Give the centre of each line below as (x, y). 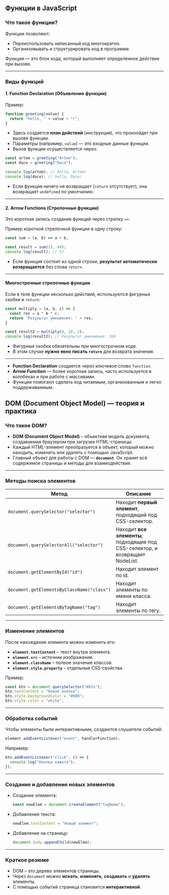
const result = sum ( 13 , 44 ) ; (36, 247)
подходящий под (136, 515)
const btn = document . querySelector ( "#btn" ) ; (54, 687)
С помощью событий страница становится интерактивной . (77, 887)
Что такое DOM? (26, 425)
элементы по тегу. (138, 611)
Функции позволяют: (28, 33)
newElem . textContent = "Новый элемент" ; (55, 823)
